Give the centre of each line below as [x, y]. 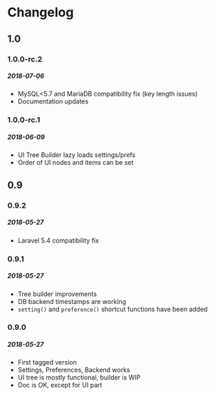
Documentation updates [53, 101]
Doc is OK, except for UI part [60, 385]
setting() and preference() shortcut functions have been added [112, 309]
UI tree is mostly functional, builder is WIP [79, 377]
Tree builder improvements [57, 294]
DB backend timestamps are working [72, 301]
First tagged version [47, 362]
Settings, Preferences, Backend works [74, 370]
